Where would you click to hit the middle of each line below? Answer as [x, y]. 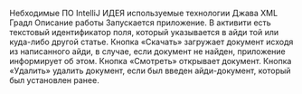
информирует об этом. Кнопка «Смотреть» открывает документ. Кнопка [151, 61]
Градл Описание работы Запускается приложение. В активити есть [140, 23]
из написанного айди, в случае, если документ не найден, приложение [148, 52]
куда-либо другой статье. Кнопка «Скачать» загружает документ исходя [151, 42]
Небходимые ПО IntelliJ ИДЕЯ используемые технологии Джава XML [144, 13]
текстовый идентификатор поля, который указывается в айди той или [144, 32]
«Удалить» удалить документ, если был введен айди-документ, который [150, 70]
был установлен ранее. [54, 80]
